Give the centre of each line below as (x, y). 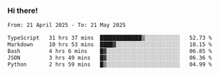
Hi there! (23, 11)
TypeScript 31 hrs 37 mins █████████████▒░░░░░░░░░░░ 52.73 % (110, 38)
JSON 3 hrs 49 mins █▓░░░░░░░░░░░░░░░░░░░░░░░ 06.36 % (110, 58)
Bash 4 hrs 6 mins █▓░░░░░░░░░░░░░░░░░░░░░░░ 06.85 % (110, 51)
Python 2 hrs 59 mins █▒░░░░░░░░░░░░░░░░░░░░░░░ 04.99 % (110, 64)
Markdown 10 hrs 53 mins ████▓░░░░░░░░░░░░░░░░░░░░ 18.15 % (110, 45)
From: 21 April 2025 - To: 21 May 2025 (67, 25)
